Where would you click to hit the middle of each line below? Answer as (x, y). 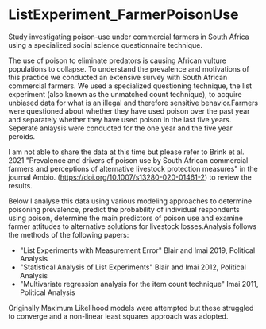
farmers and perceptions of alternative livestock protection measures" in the (133, 168)
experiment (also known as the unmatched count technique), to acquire (125, 94)
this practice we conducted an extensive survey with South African (118, 77)
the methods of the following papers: (69, 234)
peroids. (22, 136)
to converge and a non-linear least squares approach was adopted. (118, 316)
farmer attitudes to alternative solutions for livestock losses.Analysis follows (132, 226)
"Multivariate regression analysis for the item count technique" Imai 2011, (139, 284)
